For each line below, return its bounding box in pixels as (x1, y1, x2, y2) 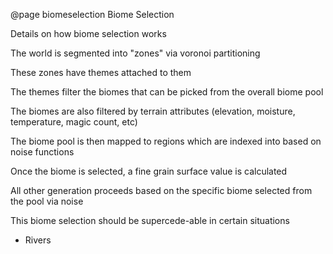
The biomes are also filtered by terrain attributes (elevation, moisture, (10, 105, 296, 117)
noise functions (10, 146, 75, 158)
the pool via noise (10, 195, 84, 207)
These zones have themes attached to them (10, 67, 192, 78)
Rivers (24, 234, 52, 246)
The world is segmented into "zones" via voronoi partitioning (10, 47, 261, 59)
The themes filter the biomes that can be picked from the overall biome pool (10, 86, 324, 98)
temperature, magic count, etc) (10, 116, 138, 128)
